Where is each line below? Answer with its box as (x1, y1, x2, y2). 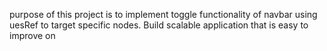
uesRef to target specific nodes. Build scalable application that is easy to (9, 19, 309, 31)
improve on (9, 30, 56, 41)
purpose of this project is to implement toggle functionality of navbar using (9, 9, 318, 20)
